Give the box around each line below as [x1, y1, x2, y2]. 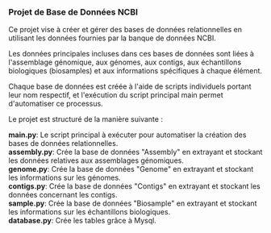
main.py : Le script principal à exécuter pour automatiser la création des [8, 130, 247, 139]
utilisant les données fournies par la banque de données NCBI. [8, 33, 216, 43]
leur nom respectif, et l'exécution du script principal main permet [8, 90, 223, 100]
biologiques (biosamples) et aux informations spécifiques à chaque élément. [8, 66, 263, 76]
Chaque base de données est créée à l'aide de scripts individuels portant [8, 81, 252, 91]
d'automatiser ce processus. [8, 99, 103, 109]
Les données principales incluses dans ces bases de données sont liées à [8, 49, 254, 59]
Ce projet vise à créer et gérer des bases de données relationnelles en [8, 25, 242, 35]
